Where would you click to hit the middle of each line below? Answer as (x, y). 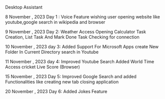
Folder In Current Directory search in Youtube (52, 52)
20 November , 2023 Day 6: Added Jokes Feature (56, 91)
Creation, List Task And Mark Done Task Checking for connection (72, 37)
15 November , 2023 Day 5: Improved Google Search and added (71, 76)
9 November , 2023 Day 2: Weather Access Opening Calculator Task (76, 32)
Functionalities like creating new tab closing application (62, 82)
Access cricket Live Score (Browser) (43, 67)
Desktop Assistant (24, 7)
